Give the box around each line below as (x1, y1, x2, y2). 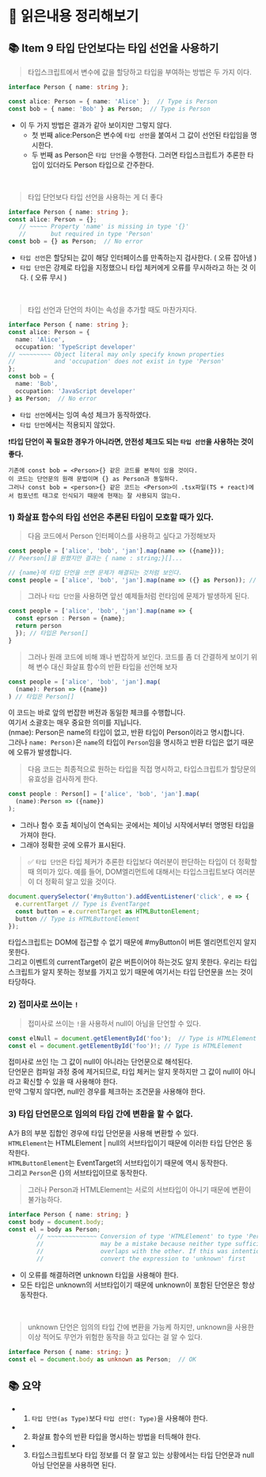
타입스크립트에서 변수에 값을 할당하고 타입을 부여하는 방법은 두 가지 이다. (27, 67, 252, 76)
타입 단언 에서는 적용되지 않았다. (19, 420, 116, 429)
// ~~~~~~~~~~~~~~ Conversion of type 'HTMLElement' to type (36, 1233, 243, 1240)
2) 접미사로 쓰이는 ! (8, 999, 79, 1010)
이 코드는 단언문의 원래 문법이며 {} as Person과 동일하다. (8, 475, 179, 483)
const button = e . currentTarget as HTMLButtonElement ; (15, 907, 200, 915)
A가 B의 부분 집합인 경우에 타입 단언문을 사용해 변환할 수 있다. (8, 1128, 199, 1137)
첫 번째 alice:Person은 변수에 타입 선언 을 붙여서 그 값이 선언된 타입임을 (31, 130, 249, 140)
